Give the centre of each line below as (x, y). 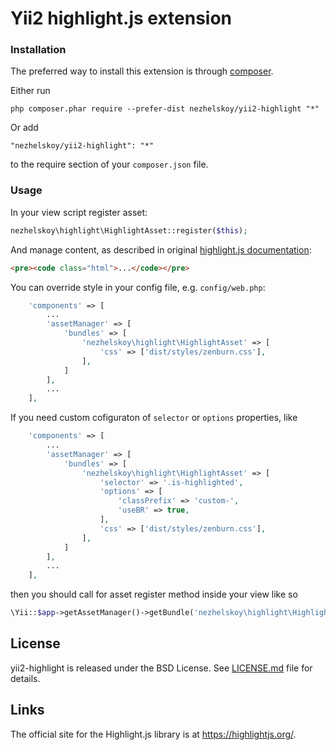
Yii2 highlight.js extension (121, 18)
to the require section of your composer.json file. (109, 164)
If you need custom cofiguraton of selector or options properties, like (154, 418)
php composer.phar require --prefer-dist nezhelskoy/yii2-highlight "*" (165, 109)
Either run (30, 91)
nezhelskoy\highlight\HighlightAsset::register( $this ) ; (129, 230)
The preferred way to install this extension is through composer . (142, 71)
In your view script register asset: (79, 212)
